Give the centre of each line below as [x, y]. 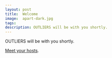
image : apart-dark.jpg [29, 18]
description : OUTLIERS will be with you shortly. [56, 28]
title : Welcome [21, 14]
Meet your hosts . [22, 51]
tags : [10, 23]
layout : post [18, 9]
